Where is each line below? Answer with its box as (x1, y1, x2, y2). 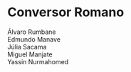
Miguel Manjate (7, 50, 53, 59)
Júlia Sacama (7, 42, 47, 51)
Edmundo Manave (7, 35, 61, 43)
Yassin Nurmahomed (7, 57, 69, 66)
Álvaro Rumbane (7, 28, 56, 36)
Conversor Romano (7, 4, 125, 20)
